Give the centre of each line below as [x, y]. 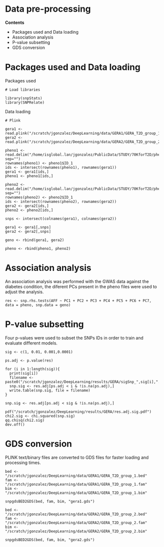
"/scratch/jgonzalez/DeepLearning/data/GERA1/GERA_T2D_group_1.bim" [76, 493]
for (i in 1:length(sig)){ [32, 369]
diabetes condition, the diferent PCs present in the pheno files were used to [81, 286]
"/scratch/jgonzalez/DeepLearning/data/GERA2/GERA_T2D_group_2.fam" [76, 523]
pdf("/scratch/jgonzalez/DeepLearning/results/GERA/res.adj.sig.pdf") [78, 412]
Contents [15, 22]
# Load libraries [23, 90]
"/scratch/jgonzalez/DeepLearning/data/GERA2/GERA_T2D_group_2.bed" [76, 514]
